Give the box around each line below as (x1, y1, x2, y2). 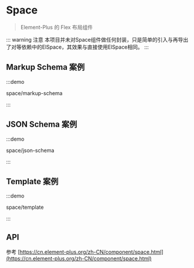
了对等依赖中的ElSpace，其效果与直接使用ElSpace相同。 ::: (6, 43, 149, 50)
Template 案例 (6, 177, 59, 186)
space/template (6, 203, 44, 211)
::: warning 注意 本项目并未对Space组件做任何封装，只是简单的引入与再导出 (6, 36, 189, 43)
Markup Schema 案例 (6, 62, 85, 72)
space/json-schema (6, 147, 55, 154)
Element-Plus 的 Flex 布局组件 (20, 23, 93, 30)
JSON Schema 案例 (6, 120, 77, 130)
